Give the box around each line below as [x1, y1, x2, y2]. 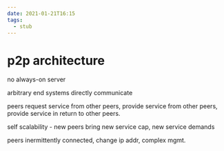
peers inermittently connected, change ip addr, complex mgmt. [7, 136, 186, 145]
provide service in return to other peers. [7, 110, 121, 118]
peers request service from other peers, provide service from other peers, [7, 102, 218, 110]
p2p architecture [7, 52, 105, 68]
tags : [7, 17, 23, 23]
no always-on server [7, 75, 66, 83]
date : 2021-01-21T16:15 [7, 10, 76, 17]
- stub [13, 23, 32, 30]
